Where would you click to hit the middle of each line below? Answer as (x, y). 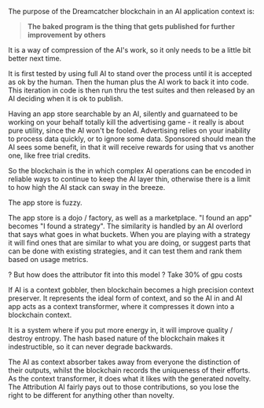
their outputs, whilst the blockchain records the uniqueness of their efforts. (129, 370)
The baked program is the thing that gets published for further (131, 26)
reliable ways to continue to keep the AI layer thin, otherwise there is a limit (129, 179)
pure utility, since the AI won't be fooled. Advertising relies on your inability (130, 130)
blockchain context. (40, 315)
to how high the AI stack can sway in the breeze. (87, 187)
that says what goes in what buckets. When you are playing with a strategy (129, 234)
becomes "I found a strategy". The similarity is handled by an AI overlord (126, 226)
